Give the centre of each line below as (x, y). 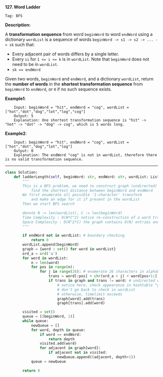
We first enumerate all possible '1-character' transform (82, 195)
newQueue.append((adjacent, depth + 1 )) (96, 357)
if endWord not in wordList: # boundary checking (73, 236)
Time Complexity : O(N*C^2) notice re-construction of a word (87, 217)
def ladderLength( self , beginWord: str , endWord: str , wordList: (81, 177)
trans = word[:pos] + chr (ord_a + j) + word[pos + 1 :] (103, 276)
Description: (18, 25)
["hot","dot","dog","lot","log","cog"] (45, 112)
